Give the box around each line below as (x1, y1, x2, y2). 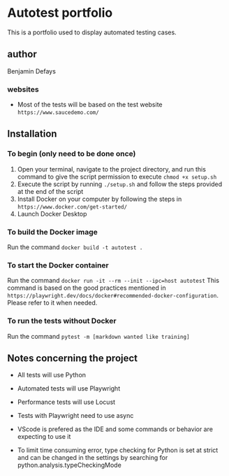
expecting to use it (17, 433, 71, 441)
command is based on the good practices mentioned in (7, 283, 166, 292)
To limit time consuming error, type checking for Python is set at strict (17, 446, 219, 454)
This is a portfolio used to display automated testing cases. (7, 28, 177, 36)
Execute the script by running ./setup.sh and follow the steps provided (17, 180, 222, 188)
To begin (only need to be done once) (7, 149, 136, 159)
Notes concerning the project (7, 352, 138, 365)
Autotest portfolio (7, 5, 113, 21)
